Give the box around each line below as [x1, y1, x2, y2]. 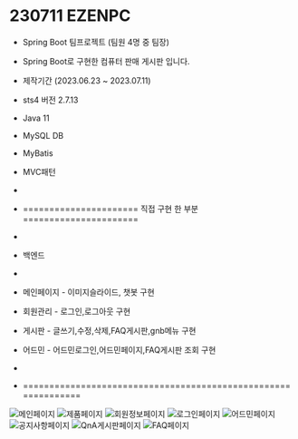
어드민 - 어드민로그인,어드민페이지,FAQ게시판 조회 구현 [22, 344, 216, 355]
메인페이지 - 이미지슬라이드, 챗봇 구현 [22, 287, 156, 298]
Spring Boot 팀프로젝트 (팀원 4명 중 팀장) [22, 36, 170, 47]
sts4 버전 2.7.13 [22, 94, 79, 105]
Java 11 [22, 112, 50, 123]
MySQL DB [22, 130, 64, 141]
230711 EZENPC [9, 5, 131, 26]
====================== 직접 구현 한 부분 [22, 203, 199, 214]
